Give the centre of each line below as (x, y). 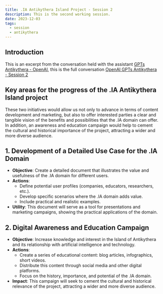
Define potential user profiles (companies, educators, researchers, (87, 186)
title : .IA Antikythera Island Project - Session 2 (59, 10)
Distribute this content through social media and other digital (81, 266)
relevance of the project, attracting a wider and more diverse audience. (84, 286)
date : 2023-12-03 (23, 19)
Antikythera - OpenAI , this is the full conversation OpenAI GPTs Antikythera (81, 69)
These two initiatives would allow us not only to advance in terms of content (82, 109)
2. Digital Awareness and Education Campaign (77, 227)
